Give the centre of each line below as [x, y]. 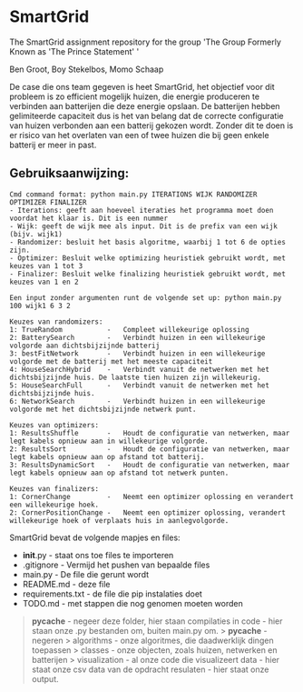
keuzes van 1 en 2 [44, 282]
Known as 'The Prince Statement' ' [74, 51]
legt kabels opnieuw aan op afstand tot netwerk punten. [119, 473]
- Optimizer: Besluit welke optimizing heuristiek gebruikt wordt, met [147, 258]
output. [45, 678]
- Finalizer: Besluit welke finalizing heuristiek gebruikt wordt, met [147, 274]
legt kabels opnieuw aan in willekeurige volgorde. [109, 441]
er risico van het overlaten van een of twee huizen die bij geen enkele [139, 135]
